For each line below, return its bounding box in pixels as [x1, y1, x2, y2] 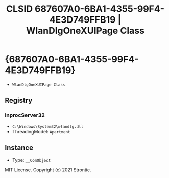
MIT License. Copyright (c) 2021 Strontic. [5, 167, 91, 173]
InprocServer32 [5, 112, 45, 119]
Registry [5, 96, 33, 105]
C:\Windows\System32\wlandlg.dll [12, 124, 84, 129]
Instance [5, 144, 34, 152]
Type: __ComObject [12, 157, 51, 163]
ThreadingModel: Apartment [12, 128, 70, 135]
